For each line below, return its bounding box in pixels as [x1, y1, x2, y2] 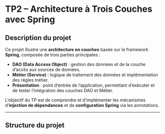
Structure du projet [5, 121, 65, 130]
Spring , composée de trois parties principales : [5, 52, 101, 58]
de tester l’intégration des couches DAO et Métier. [12, 88, 113, 93]
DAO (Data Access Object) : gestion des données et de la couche [12, 62, 146, 67]
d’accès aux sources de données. [12, 67, 81, 72]
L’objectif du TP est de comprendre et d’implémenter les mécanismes [5, 97, 146, 103]
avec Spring [5, 14, 55, 25]
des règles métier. [12, 77, 49, 83]
